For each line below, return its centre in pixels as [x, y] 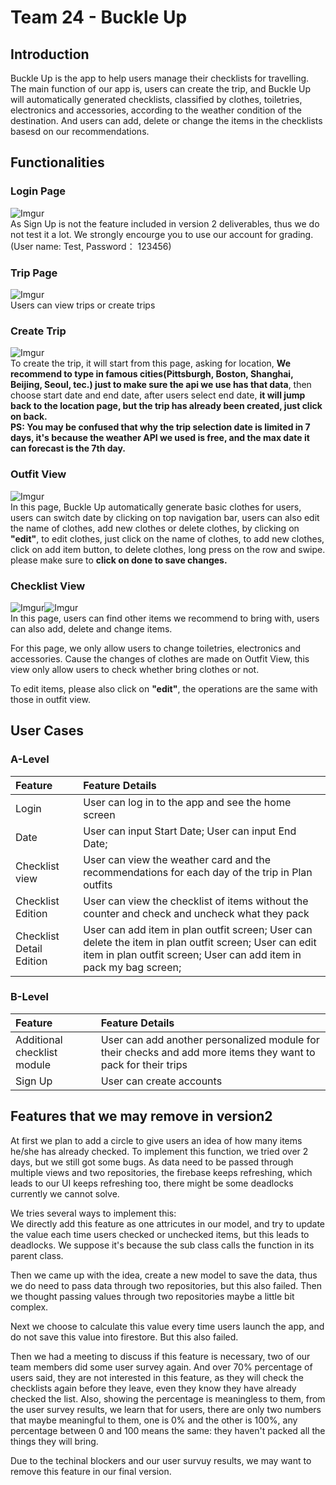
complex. [29, 1307]
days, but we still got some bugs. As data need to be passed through [152, 1162]
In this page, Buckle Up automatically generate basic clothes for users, [156, 507]
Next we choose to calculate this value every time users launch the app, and [167, 1326]
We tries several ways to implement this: [93, 1213]
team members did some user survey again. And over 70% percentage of [161, 1367]
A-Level [30, 759]
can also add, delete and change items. [91, 628]
